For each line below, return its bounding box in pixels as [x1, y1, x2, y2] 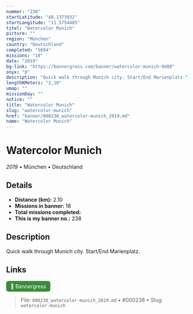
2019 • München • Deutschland [6, 163, 83, 171]
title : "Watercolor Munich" [6, 102, 75, 108]
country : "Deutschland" [6, 42, 65, 48]
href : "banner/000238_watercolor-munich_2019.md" [6, 113, 131, 119]
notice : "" [6, 96, 33, 102]
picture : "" [6, 31, 35, 37]
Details [6, 181, 32, 191]
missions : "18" [6, 53, 44, 58]
